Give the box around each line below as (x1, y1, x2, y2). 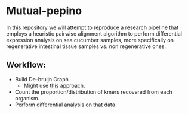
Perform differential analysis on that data (14, 101, 115, 108)
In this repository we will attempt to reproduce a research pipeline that (6, 24, 179, 31)
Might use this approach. (23, 82, 85, 89)
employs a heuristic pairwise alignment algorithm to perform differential (6, 30, 182, 37)
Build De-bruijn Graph (14, 75, 69, 83)
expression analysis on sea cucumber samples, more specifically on (6, 36, 174, 43)
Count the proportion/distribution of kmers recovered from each (14, 88, 172, 96)
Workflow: (6, 60, 47, 70)
